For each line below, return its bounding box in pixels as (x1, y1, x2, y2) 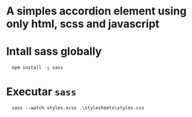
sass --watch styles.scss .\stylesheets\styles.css (11, 104, 145, 111)
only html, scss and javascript (6, 17, 160, 31)
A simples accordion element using (6, 4, 187, 18)
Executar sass (6, 85, 77, 99)
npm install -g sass (11, 65, 63, 71)
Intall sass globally (6, 45, 102, 58)
